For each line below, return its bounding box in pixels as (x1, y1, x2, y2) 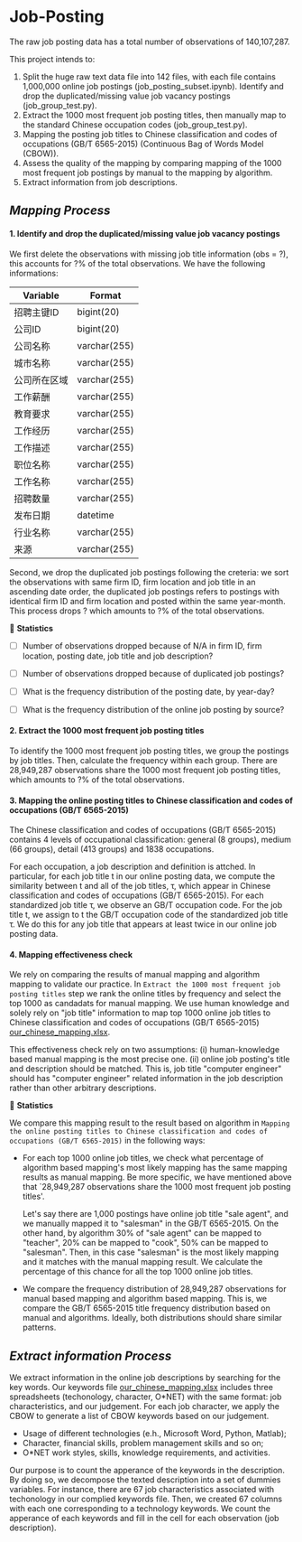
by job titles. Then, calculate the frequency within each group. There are (9, 754, 278, 765)
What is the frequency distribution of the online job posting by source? (22, 704, 285, 715)
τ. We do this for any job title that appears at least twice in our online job (9, 919, 277, 930)
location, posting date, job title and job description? (22, 650, 214, 661)
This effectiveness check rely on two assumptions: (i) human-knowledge (9, 1044, 280, 1055)
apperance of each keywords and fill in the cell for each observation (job (9, 1513, 279, 1524)
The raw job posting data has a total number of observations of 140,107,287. (9, 36, 290, 47)
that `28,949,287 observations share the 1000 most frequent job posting (22, 1182, 291, 1192)
